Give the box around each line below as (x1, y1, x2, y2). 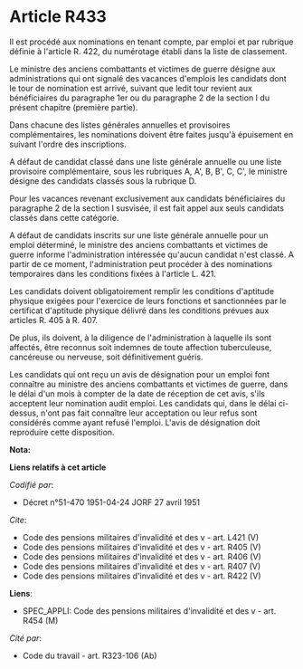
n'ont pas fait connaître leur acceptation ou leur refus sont (40, 407, 258, 418)
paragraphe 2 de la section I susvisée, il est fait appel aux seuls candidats (9, 202, 285, 214)
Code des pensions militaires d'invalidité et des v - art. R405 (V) (22, 541, 261, 552)
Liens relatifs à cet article (9, 462, 107, 473)
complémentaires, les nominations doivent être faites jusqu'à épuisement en (9, 129, 294, 139)
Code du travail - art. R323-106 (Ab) (22, 650, 157, 661)
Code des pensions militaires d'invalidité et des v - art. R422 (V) (22, 570, 261, 581)
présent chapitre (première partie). (9, 101, 138, 112)
